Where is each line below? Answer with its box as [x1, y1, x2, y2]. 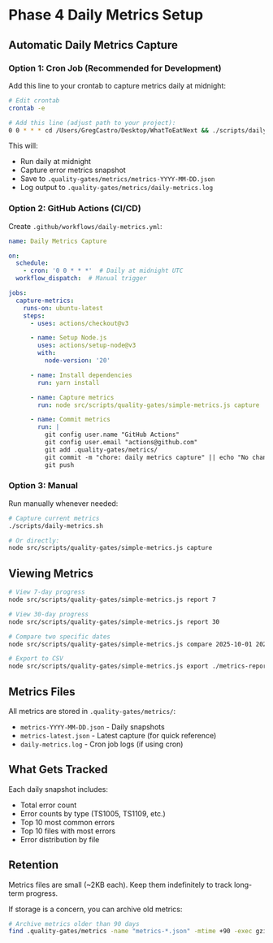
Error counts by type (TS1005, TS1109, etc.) [19, 808, 167, 818]
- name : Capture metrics [29, 393, 115, 401]
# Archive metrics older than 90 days [8, 919, 140, 928]
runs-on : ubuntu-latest [23, 304, 104, 312]
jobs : [8, 289, 27, 297]
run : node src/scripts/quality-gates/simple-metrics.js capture [37, 400, 260, 409]
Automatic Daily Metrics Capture [8, 38, 179, 52]
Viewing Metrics [8, 566, 93, 580]
